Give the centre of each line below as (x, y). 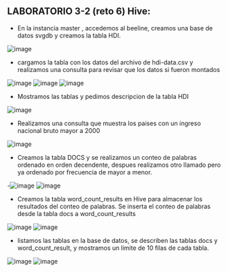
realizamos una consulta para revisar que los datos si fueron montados (119, 69)
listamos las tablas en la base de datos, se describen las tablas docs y (117, 240)
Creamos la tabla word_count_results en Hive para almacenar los (110, 199)
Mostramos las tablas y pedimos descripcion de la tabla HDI (103, 96)
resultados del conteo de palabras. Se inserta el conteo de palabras (114, 206)
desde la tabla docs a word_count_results (77, 213)
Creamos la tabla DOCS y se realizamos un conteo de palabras (107, 157)
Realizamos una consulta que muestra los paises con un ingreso (109, 123)
